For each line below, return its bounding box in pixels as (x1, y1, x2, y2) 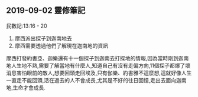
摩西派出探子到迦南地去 (14, 35, 72, 42)
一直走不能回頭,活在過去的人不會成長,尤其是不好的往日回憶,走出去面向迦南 (6, 76, 187, 83)
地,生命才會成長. (6, 84, 46, 91)
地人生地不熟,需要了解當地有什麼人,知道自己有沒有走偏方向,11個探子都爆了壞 (6, 62, 191, 69)
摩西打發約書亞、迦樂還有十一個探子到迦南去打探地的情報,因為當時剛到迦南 (6, 55, 189, 62)
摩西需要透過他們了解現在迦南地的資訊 (14, 42, 108, 49)
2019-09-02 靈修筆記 (6, 5, 86, 16)
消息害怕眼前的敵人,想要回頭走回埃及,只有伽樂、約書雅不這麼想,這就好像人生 (6, 69, 192, 76)
